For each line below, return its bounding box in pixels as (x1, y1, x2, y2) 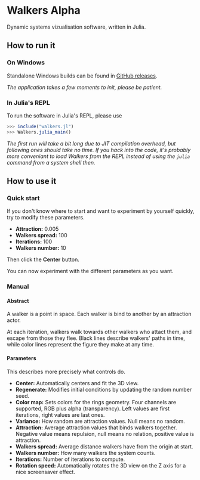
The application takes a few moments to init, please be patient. (7, 83, 162, 91)
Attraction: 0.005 (15, 225, 59, 233)
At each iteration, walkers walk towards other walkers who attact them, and (7, 329, 192, 336)
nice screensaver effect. (15, 468, 75, 475)
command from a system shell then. (7, 159, 96, 166)
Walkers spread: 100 (15, 232, 67, 239)
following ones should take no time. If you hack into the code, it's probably (7, 146, 191, 153)
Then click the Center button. (7, 256, 80, 263)
